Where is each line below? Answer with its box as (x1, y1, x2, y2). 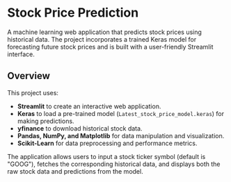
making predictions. (17, 117, 74, 125)
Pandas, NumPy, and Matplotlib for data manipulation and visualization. (17, 131, 225, 140)
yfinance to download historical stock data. (17, 124, 143, 133)
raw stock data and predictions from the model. (7, 167, 144, 175)
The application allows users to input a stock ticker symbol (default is (7, 152, 206, 160)
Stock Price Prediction (7, 5, 139, 21)
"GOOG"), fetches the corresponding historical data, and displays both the (7, 160, 221, 168)
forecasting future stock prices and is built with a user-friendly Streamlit (7, 42, 214, 51)
